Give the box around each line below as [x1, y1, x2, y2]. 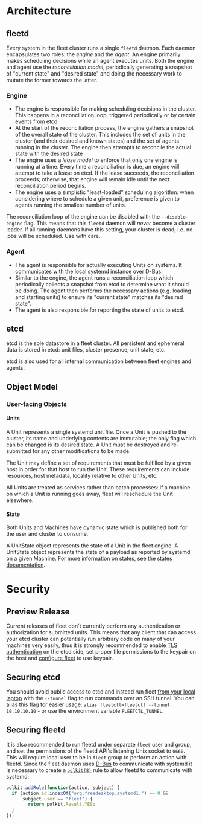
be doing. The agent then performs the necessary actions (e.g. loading [14, 287, 191, 294]
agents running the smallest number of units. [14, 201, 127, 209]
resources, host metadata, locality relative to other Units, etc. [6, 472, 158, 479]
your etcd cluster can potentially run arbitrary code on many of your [6, 636, 175, 643]
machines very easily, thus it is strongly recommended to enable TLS [6, 642, 178, 649]
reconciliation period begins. [14, 182, 86, 190]
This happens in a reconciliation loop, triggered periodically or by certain [14, 112, 196, 119]
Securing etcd [6, 672, 60, 682]
